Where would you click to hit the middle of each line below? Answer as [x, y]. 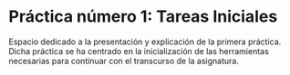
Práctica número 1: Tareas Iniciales [143, 17]
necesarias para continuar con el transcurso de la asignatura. [124, 61]
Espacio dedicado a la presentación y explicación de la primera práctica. [145, 42]
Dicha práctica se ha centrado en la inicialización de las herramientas [139, 51]
